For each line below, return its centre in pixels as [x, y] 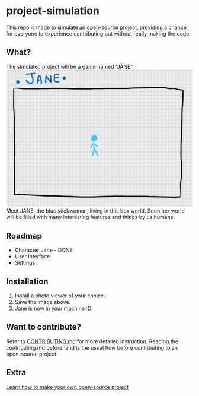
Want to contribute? [44, 327]
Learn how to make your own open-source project [68, 387]
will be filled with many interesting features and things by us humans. [91, 217]
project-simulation [53, 11]
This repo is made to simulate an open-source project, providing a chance [96, 27]
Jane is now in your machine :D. [54, 308]
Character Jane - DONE [44, 250]
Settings [25, 263]
